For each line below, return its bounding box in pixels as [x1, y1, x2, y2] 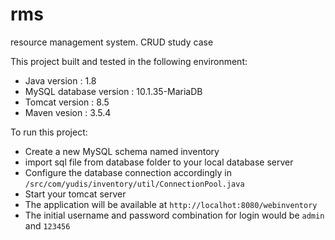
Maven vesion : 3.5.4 [24, 106, 112, 118]
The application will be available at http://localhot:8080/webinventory [24, 198, 318, 210]
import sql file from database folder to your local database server [24, 156, 294, 168]
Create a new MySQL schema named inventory [24, 145, 220, 157]
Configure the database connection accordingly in [24, 166, 232, 178]
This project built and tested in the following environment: [10, 55, 248, 67]
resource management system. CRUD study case [10, 36, 214, 48]
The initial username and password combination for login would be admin [24, 209, 325, 221]
